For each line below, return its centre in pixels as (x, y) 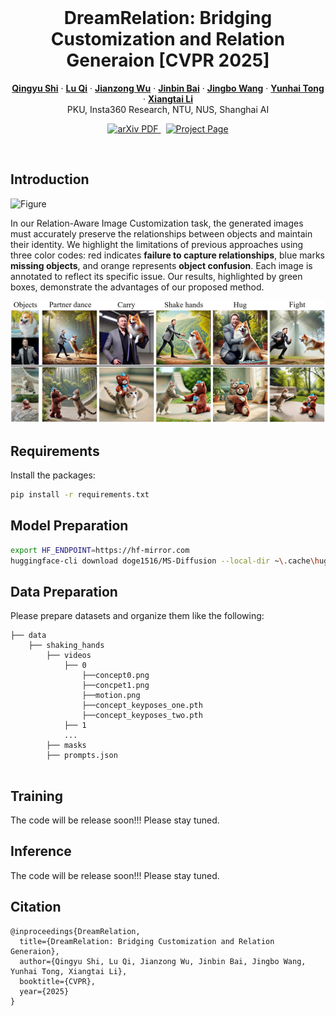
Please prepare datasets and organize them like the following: (137, 616)
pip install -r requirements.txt (80, 494)
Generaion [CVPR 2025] (168, 60)
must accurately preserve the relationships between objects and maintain (161, 233)
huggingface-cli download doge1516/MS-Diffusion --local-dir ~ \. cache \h (165, 561)
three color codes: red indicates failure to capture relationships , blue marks (167, 255)
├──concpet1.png (115, 686)
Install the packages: (53, 475)
